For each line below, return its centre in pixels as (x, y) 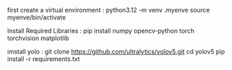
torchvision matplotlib (38, 38)
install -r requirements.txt (44, 59)
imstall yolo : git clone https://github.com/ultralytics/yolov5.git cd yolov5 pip (116, 52)
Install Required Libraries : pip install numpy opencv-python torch (101, 31)
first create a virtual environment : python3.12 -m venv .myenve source (109, 10)
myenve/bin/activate (37, 17)
